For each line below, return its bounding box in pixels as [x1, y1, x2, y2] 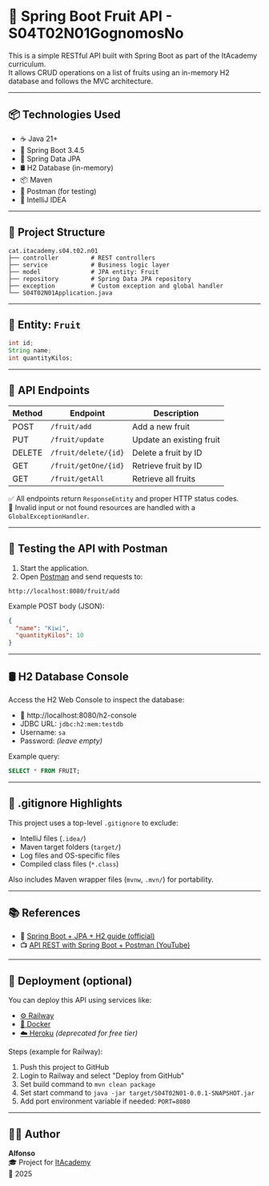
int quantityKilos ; [8, 354, 74, 363]
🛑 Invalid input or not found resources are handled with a [8, 502, 196, 512]
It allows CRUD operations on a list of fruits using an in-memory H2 [8, 67, 230, 77]
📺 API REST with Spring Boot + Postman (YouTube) [19, 940, 191, 950]
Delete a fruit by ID [131, 447, 203, 458]
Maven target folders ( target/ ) [19, 842, 122, 851]
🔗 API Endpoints [8, 384, 90, 397]
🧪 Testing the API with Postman [8, 542, 168, 556]
